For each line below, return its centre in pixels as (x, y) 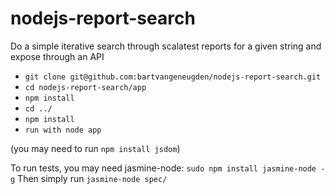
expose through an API (57, 56)
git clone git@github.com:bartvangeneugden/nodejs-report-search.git (173, 77)
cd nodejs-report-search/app (85, 87)
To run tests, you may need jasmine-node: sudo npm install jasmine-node (163, 168)
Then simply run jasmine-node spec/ (92, 178)
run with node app (63, 130)
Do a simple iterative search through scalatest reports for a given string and (166, 46)
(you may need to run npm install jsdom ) (95, 148)
